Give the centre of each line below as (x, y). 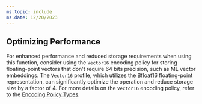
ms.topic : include (29, 12)
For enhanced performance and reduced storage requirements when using (99, 56)
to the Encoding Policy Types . (43, 94)
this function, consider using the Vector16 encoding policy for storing (92, 63)
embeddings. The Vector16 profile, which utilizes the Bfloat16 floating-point (99, 75)
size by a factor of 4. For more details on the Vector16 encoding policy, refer (100, 88)
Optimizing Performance (54, 42)
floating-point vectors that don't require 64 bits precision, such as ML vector (101, 69)
